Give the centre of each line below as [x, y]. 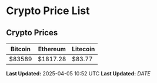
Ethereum [52, 49]
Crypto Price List [48, 11]
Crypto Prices [32, 33]
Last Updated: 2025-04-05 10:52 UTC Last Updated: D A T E [78, 74]
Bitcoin [21, 49]
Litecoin [83, 49]
